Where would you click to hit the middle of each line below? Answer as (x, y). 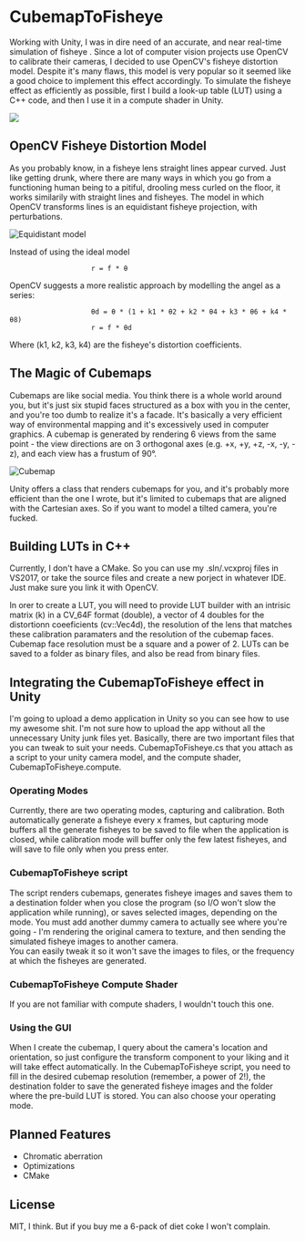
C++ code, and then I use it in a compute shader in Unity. (117, 100)
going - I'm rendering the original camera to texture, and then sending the (148, 931)
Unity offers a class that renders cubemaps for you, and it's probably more (149, 489)
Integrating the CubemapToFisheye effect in (137, 683)
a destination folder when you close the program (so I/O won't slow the (142, 902)
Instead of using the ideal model (70, 252)
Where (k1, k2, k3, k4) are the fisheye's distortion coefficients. (126, 345)
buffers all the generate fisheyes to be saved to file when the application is (149, 830)
